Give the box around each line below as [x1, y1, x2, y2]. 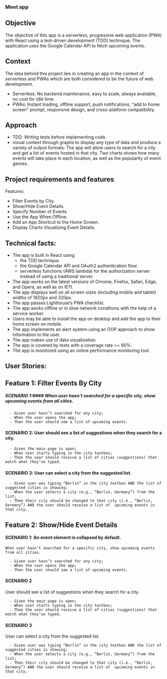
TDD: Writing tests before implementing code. [12, 134, 107, 140]
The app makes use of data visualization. [12, 337, 97, 342]
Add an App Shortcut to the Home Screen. [12, 219, 100, 225]
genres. [12, 161, 28, 167]
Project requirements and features [5, 175, 115, 183]
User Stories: [5, 362, 47, 370]
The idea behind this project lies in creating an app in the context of [5, 70, 144, 76]
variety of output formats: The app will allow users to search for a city [12, 145, 156, 151]
